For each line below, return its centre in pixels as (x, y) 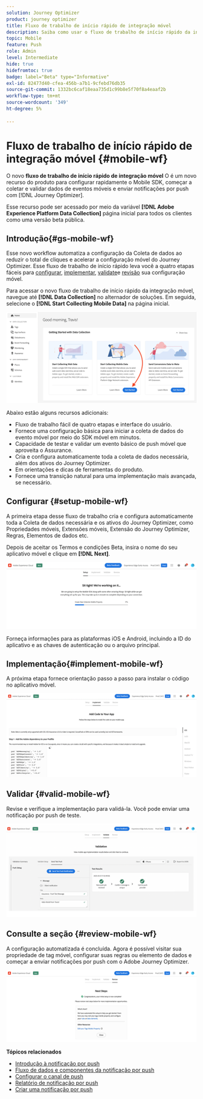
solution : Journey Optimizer (43, 13)
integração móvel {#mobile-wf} (87, 159)
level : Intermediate (32, 58)
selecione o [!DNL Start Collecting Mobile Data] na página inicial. (88, 304)
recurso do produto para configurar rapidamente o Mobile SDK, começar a (99, 182)
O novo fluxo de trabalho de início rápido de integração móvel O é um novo (101, 175)
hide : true (20, 64)
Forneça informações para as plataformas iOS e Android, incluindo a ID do (99, 638)
